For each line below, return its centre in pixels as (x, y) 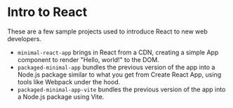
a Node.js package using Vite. (61, 97)
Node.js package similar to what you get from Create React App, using (119, 75)
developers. (25, 38)
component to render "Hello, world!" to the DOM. (88, 59)
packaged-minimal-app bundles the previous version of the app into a (116, 67)
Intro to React (47, 12)
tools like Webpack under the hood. (69, 82)
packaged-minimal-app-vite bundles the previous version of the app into (121, 89)
